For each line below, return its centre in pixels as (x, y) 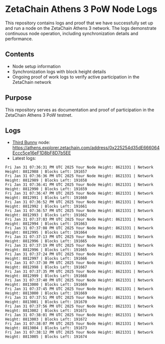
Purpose (19, 98)
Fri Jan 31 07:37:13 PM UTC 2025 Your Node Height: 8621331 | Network (79, 237)
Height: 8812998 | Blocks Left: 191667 (46, 267)
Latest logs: (24, 158)
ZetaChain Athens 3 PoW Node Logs (81, 9)
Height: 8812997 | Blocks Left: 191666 (46, 259)
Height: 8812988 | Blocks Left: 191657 (46, 172)
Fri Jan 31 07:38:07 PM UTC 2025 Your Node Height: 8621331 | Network (79, 324)
